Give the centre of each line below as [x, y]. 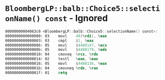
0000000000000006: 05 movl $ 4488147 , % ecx [56, 45]
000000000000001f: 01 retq [36, 73]
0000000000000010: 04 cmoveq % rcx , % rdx [52, 54]
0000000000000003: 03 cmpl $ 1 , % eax [49, 40]
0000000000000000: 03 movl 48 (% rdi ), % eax [56, 36]
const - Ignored [76, 18]
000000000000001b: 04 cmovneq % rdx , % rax [52, 68]
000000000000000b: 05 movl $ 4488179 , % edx [56, 50]
